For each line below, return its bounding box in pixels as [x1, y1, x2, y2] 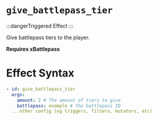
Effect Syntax [6, 66, 75, 80]
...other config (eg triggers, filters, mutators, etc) [11, 108, 153, 115]
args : [11, 91, 26, 97]
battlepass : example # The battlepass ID [17, 103, 121, 109]
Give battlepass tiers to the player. [6, 33, 90, 41]
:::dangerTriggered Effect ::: [6, 22, 74, 29]
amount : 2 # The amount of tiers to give [17, 97, 121, 103]
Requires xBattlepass [6, 45, 61, 53]
